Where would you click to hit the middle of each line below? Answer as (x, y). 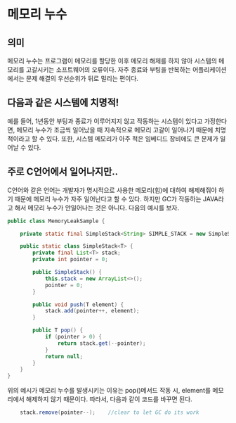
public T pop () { (58, 330)
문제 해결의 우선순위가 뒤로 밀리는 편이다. (82, 78)
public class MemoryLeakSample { (56, 221)
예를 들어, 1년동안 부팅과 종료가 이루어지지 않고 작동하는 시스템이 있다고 (105, 121)
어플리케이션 (209, 70)
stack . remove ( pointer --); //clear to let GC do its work (110, 412)
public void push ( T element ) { (78, 304)
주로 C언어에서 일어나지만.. (63, 172)
